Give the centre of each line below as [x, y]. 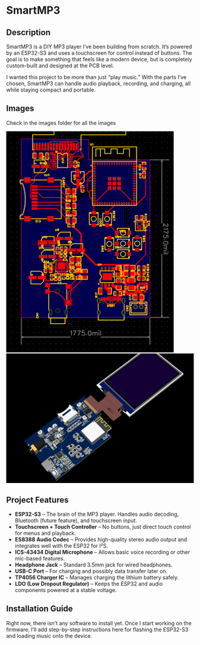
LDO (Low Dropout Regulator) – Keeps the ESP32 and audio [89, 584]
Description [28, 32]
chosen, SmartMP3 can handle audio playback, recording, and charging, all [99, 83]
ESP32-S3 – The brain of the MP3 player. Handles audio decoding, [97, 514]
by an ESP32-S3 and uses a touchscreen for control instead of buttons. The [99, 53]
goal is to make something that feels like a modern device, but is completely [99, 59]
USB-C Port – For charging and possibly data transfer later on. [91, 571]
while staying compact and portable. [51, 90]
